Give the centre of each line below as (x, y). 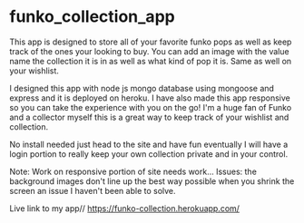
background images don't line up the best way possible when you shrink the (152, 181)
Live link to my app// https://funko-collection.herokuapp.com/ (125, 208)
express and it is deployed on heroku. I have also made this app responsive (150, 98)
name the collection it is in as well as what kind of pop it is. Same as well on (151, 61)
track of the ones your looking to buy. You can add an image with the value (149, 51)
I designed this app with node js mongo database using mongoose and (142, 88)
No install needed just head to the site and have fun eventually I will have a (149, 144)
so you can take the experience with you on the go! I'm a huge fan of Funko (151, 107)
